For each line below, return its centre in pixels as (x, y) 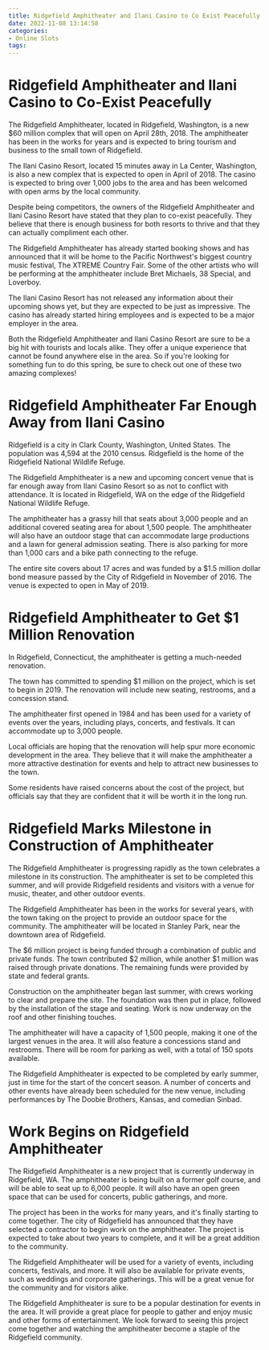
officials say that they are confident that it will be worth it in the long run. (128, 796)
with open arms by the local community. (75, 192)
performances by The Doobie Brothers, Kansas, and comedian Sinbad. (125, 1099)
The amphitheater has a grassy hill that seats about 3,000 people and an (128, 518)
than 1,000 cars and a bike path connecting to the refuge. (103, 553)
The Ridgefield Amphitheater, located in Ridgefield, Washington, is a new (128, 124)
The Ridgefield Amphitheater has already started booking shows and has (129, 248)
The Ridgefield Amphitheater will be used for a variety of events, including (131, 1262)
